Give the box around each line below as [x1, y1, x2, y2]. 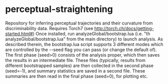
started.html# [5, 30, 33, 36]
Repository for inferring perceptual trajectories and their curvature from [5, 20, 153, 26]
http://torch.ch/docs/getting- [94, 25, 154, 31]
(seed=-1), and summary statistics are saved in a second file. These [5, 67, 145, 73]
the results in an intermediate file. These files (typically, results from [5, 57, 145, 63]
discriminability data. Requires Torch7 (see [5, 25, 94, 31]
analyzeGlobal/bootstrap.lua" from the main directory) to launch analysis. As [5, 36, 163, 42]
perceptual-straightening [5, 3, 113, 15]
